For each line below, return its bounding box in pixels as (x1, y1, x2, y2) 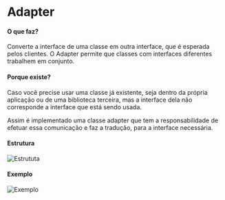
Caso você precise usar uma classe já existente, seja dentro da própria (7, 88, 208, 96)
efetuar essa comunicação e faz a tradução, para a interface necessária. (7, 123, 213, 131)
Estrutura (7, 139, 35, 148)
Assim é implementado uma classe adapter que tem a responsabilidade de (7, 116, 219, 124)
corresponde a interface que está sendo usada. (7, 102, 142, 111)
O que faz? (7, 27, 39, 35)
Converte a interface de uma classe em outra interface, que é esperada (7, 43, 210, 51)
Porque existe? (7, 73, 52, 81)
